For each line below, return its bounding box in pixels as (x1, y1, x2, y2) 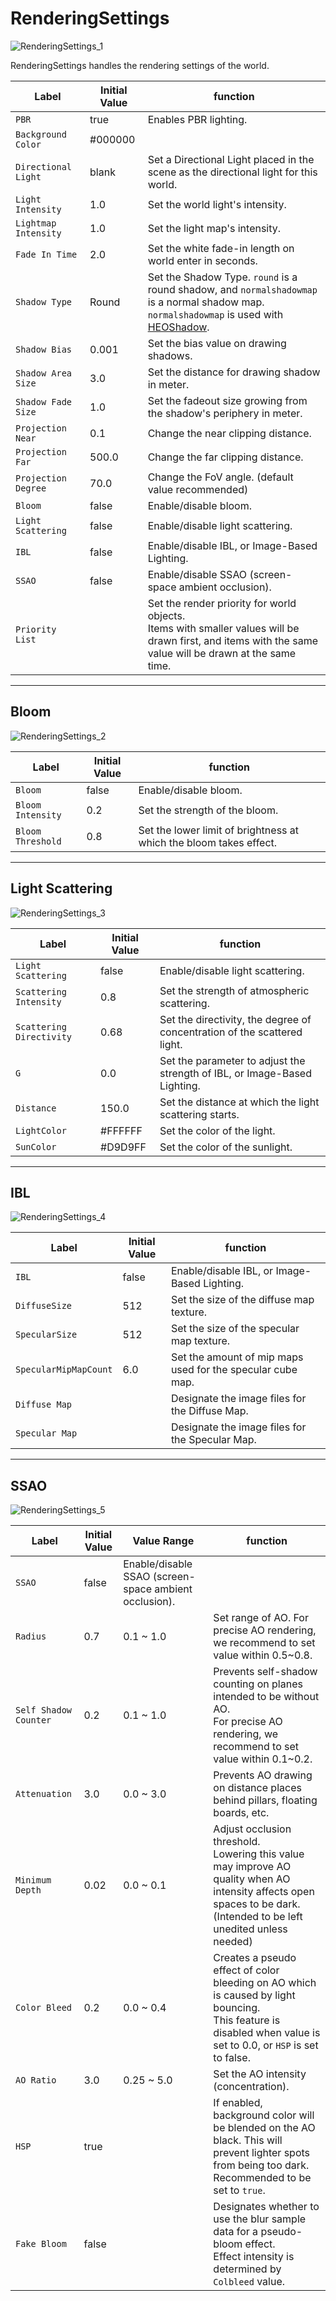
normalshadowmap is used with (147, 307, 284, 321)
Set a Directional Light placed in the (147, 152, 315, 166)
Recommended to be (213, 2171, 312, 2185)
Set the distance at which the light (159, 1095, 320, 1109)
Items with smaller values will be (147, 621, 300, 635)
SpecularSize (15, 1329, 78, 1341)
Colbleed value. (213, 2275, 285, 2289)
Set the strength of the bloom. (138, 803, 279, 817)
